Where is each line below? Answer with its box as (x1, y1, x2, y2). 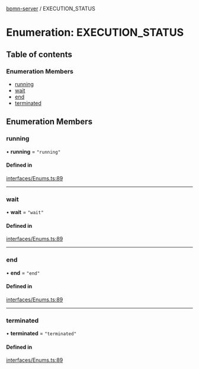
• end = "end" (6, 269, 40, 276)
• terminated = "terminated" (6, 330, 77, 337)
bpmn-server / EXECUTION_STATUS (6, 5, 96, 12)
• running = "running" (6, 148, 61, 155)
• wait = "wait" (6, 209, 44, 216)
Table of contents (6, 49, 72, 59)
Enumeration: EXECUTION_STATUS (6, 26, 184, 39)
